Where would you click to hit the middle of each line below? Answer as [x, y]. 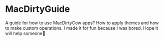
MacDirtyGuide [37, 9]
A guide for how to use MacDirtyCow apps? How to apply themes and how [82, 23]
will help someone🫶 [25, 33]
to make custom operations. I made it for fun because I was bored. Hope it [82, 28]
